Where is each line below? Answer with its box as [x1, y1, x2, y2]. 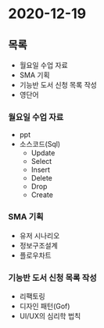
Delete [30, 173, 53, 183]
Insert [30, 165, 51, 174]
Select [30, 157, 52, 166]
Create [30, 190, 53, 199]
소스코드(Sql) [19, 140, 61, 149]
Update [30, 148, 56, 158]
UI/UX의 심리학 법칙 [19, 311, 81, 320]
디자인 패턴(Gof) [19, 301, 70, 311]
